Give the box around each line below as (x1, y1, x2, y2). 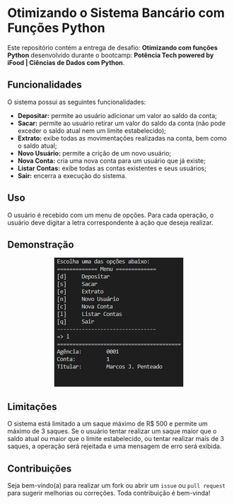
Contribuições (7, 462, 72, 474)
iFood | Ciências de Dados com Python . (7, 58, 125, 66)
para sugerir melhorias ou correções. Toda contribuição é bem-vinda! (7, 489, 211, 497)
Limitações (7, 401, 57, 413)
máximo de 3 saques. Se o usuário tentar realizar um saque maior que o (7, 427, 217, 435)
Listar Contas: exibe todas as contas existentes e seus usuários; (17, 164, 206, 172)
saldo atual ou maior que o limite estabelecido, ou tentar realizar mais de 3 (7, 435, 225, 443)
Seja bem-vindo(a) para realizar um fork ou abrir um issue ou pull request (7, 481, 226, 489)
